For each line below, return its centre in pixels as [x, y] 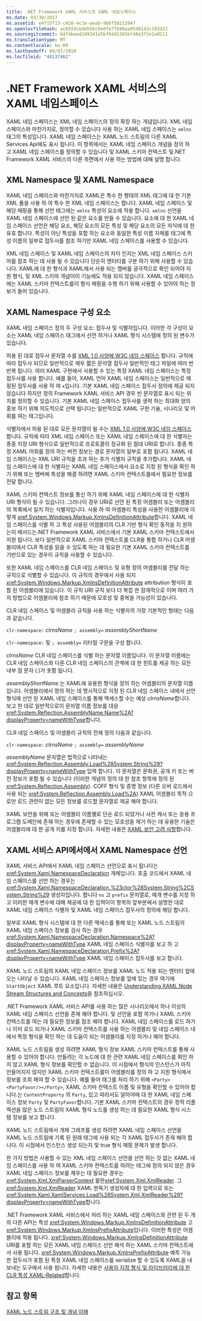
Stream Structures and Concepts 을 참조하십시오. [65, 993]
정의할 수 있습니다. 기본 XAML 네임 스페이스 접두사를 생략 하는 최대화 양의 [104, 401]
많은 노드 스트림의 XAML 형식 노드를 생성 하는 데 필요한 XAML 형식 [101, 1110]
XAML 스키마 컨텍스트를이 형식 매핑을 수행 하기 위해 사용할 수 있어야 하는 [103, 284]
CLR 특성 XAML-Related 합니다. [44, 1275]
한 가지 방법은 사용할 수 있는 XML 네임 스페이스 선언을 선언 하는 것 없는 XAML [98, 1158]
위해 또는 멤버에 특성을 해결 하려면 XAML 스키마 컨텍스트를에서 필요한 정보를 [103, 474]
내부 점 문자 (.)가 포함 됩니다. [40, 671]
